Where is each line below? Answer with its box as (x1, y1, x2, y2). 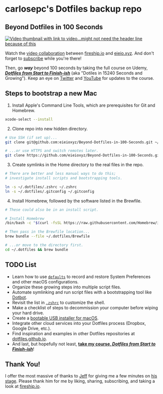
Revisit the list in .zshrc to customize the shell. (12, 300, 105, 305)
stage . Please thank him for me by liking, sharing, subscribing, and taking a (5, 378, 155, 384)
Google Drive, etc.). (12, 325, 51, 331)
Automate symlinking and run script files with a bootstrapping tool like (12, 289, 152, 295)
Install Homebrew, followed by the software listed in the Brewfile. (12, 198, 142, 204)
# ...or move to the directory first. (5, 243, 83, 248)
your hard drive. (12, 310, 45, 316)
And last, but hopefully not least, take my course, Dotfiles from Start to (12, 341, 156, 347)
